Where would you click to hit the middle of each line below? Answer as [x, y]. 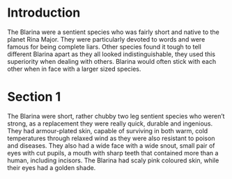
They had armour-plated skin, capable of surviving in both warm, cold [108, 130]
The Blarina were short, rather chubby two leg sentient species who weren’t [116, 116]
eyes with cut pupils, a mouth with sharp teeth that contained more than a [113, 153]
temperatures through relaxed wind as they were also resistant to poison [111, 138]
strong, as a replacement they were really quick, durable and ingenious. [110, 123]
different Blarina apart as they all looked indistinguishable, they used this [111, 54]
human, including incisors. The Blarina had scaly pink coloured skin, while [113, 160]
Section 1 [34, 97]
